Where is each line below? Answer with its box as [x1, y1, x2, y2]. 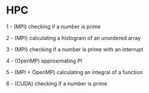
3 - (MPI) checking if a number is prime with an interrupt [6, 45, 144, 53]
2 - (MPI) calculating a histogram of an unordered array [6, 34, 141, 41]
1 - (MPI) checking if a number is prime [6, 23, 101, 30]
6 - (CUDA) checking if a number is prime [6, 80, 108, 87]
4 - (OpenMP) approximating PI [6, 57, 83, 64]
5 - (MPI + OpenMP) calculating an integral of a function [6, 68, 143, 75]
